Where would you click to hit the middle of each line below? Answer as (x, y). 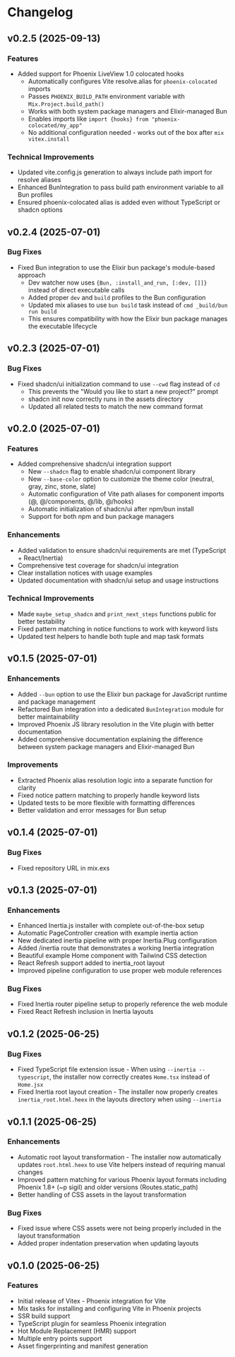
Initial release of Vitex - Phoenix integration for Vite (92, 1301)
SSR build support (44, 1316)
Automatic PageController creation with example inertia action (108, 933)
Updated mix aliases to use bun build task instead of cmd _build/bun (128, 305)
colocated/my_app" (55, 125)
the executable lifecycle (62, 326)
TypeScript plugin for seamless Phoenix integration (92, 1323)
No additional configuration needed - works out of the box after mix (126, 132)
